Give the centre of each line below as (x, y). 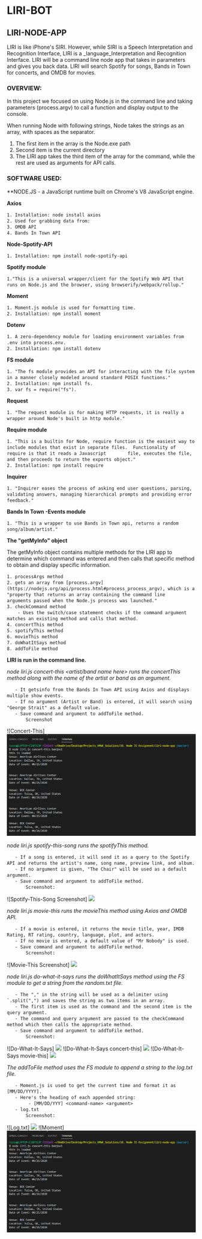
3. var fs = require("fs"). (42, 389)
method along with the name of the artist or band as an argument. (89, 678)
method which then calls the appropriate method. (70, 1025)
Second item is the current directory (60, 150)
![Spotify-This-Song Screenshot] (47, 900)
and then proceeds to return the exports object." (71, 459)
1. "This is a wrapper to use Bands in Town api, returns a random (93, 523)
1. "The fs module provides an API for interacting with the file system (101, 371)
